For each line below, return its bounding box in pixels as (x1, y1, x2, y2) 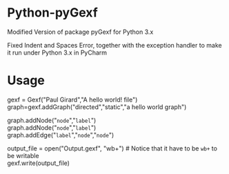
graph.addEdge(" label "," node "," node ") (7, 130, 114, 139)
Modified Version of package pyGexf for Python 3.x (7, 28, 154, 36)
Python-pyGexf (7, 5, 98, 21)
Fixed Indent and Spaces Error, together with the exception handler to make (7, 41, 222, 49)
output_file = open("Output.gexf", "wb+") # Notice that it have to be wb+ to (7, 144, 217, 153)
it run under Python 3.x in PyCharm (7, 48, 108, 57)
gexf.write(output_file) (7, 159, 70, 167)
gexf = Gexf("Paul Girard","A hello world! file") (7, 95, 138, 104)
